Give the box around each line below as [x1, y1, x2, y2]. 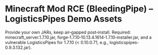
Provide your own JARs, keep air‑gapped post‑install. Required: [5, 29, 131, 35]
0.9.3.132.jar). [5, 44, 32, 50]
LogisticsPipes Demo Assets [5, 13, 122, 24]
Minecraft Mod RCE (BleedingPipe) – [5, 3, 154, 14]
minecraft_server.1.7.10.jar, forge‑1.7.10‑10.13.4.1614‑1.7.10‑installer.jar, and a [5, 34, 152, 40]
